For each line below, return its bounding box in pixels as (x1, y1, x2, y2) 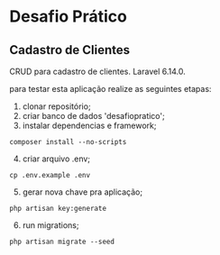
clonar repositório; (22, 101, 92, 112)
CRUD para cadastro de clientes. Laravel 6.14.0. (9, 66, 187, 77)
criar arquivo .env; (22, 153, 91, 164)
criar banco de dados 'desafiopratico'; (22, 111, 165, 121)
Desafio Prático (9, 6, 128, 27)
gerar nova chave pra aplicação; (22, 187, 142, 197)
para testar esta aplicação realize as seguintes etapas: (9, 84, 212, 94)
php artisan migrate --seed (9, 237, 115, 246)
